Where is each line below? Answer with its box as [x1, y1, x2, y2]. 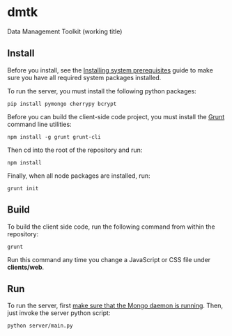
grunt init [7, 185, 39, 192]
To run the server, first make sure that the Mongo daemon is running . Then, [7, 301, 224, 310]
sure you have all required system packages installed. [7, 73, 162, 82]
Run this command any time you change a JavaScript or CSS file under [7, 255, 211, 264]
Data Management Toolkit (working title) [7, 27, 123, 36]
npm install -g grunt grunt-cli [7, 133, 101, 140]
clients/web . [7, 263, 45, 271]
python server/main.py [7, 322, 73, 330]
